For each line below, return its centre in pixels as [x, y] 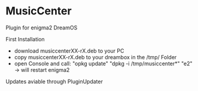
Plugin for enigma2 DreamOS [42, 28]
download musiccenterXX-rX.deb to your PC [69, 51]
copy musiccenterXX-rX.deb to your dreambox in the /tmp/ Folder [95, 57]
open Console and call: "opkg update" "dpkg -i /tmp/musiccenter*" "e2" [103, 63]
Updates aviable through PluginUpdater [54, 81]
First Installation [25, 39]
